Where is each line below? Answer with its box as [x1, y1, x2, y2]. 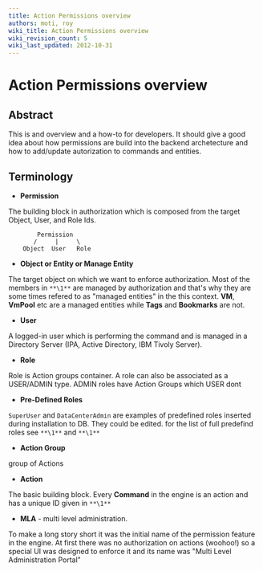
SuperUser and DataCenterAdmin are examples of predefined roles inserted [8, 410, 252, 420]
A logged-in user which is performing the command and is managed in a [8, 331, 248, 341]
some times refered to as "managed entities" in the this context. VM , [8, 291, 235, 301]
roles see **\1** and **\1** [8, 427, 100, 437]
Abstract [8, 108, 54, 121]
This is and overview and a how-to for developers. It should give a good [8, 129, 246, 139]
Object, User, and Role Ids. [8, 214, 96, 225]
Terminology [8, 169, 74, 183]
